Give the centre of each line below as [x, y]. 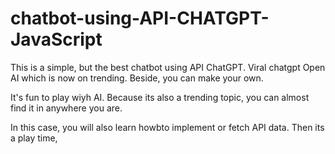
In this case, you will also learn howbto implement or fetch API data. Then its [167, 127]
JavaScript [56, 39]
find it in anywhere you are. [66, 108]
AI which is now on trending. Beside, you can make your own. [137, 78]
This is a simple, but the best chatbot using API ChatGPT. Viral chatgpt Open [168, 67]
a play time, [34, 138]
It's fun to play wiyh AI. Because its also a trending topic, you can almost [160, 97]
